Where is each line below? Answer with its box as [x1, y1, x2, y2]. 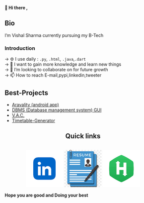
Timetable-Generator [11, 117, 56, 123]
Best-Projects [4, 89, 48, 97]
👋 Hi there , [4, 5, 28, 10]
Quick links [65, 132, 101, 140]
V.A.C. [11, 112, 25, 118]
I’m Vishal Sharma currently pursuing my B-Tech [4, 32, 104, 38]
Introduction [4, 45, 35, 52]
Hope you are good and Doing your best [4, 192, 88, 198]
